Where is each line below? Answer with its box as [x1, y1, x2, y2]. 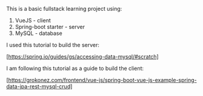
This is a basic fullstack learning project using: [6, 5, 122, 12]
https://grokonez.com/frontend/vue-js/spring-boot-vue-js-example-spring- [8, 77, 197, 83]
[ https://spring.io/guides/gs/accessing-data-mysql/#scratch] [6, 53, 159, 60]
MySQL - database [15, 30, 62, 37]
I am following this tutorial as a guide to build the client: [6, 65, 144, 72]
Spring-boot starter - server [15, 24, 85, 30]
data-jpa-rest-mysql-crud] [6, 83, 73, 90]
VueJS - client [15, 17, 51, 24]
